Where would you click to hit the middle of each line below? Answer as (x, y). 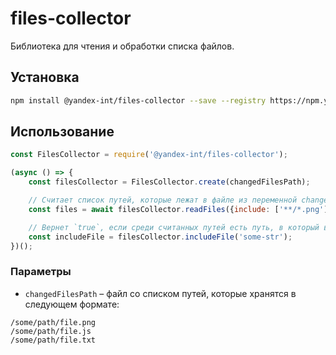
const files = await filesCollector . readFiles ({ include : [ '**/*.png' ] (178, 209)
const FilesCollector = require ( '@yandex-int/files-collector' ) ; (149, 155)
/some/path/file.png (53, 322)
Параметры (41, 272)
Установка (45, 77)
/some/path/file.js (51, 331)
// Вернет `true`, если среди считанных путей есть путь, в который (174, 227)
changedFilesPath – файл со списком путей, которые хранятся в (160, 293)
